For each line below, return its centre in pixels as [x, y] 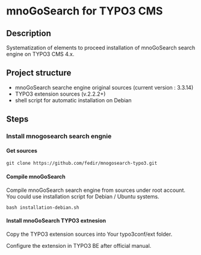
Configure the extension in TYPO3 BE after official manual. [79, 245]
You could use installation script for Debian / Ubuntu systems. [83, 196]
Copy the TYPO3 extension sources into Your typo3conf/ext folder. [89, 234]
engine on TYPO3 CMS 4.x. [40, 54]
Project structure [39, 73]
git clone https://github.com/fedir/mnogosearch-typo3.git [82, 164]
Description [29, 33]
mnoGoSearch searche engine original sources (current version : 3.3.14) [104, 87]
